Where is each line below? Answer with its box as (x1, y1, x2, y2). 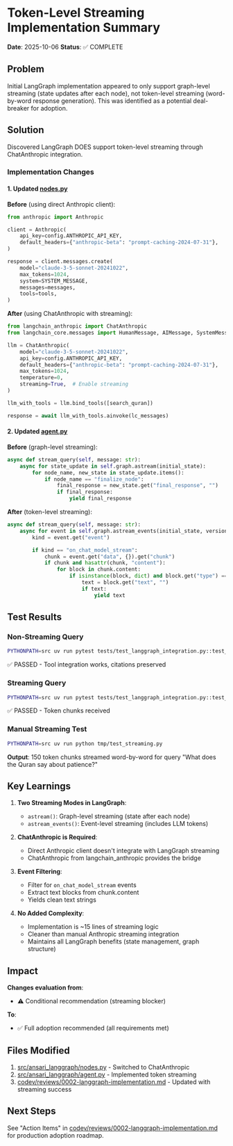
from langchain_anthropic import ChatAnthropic (7, 323, 148, 330)
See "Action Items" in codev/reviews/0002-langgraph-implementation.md (7, 1124, 218, 1132)
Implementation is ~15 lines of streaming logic (27, 923, 159, 931)
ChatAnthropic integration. (7, 150, 83, 158)
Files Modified (7, 1044, 71, 1056)
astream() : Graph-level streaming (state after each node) (27, 812, 191, 820)
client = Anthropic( (7, 226, 67, 233)
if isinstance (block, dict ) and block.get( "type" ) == (69, 573, 228, 580)
